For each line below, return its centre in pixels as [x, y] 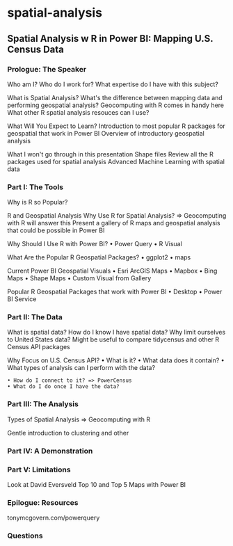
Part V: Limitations [39, 469]
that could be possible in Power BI [56, 230]
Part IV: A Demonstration [50, 451]
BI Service [22, 299]
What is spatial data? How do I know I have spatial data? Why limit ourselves [116, 332]
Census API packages [39, 347]
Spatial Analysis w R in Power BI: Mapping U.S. [110, 39]
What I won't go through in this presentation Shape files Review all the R [110, 154]
